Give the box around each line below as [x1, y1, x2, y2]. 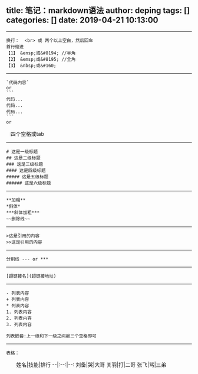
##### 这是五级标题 [6, 174, 49, 180]
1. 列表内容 [6, 309, 32, 315]
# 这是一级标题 [6, 148, 38, 155]
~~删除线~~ [6, 216, 31, 222]
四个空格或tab [10, 130, 44, 137]
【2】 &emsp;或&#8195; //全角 [6, 56, 76, 62]
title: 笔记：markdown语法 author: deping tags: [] [6, 5, 190, 16]
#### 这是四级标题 [6, 167, 46, 173]
